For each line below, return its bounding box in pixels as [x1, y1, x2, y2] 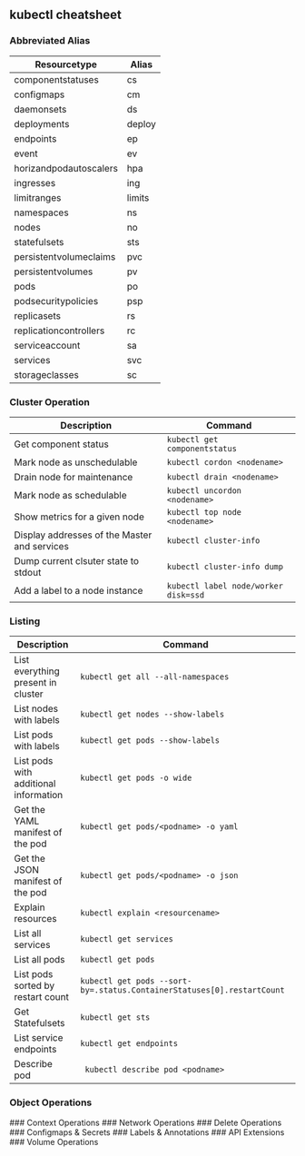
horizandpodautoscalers [14, 162, 118, 174]
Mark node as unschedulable [14, 456, 138, 469]
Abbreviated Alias [9, 35, 91, 47]
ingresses [14, 176, 56, 189]
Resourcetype [34, 58, 97, 71]
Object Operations [9, 1096, 93, 1109]
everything [14, 665, 61, 677]
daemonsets [14, 103, 67, 115]
